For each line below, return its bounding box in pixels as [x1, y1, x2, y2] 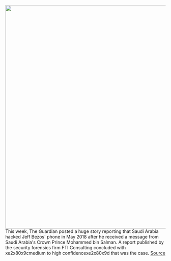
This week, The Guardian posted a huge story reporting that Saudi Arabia [5, 228, 159, 234]
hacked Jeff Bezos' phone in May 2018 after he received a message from [5, 234, 159, 240]
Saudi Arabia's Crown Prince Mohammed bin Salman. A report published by [5, 239, 164, 245]
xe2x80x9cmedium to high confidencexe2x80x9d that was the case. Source [5, 250, 165, 256]
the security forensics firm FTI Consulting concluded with [5, 245, 126, 250]
